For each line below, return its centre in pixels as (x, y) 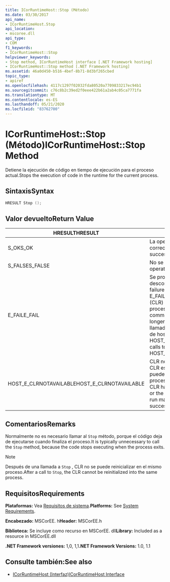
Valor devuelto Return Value (50, 219)
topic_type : (18, 76)
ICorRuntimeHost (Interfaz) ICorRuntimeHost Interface (69, 574)
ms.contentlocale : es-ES (31, 100)
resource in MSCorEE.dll (31, 536)
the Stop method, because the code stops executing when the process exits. (85, 447)
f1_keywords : (19, 48)
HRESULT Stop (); (24, 203)
